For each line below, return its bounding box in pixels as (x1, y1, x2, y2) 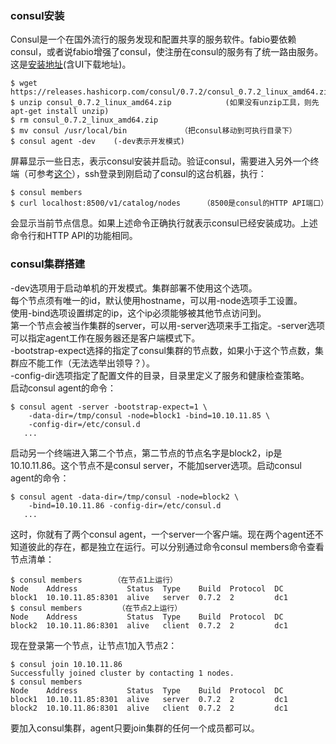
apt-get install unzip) (10, 107, 110, 117)
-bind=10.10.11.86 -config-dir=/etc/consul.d (28, 500, 222, 511)
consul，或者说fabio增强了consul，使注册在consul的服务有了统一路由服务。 (10, 46, 324, 58)
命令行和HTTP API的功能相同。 (10, 230, 138, 242)
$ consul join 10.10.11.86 (10, 659, 123, 669)
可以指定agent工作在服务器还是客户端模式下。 (10, 332, 201, 344)
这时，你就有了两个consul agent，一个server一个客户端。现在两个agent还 (10, 528, 315, 540)
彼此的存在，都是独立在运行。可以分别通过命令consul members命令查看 (27, 540, 325, 552)
